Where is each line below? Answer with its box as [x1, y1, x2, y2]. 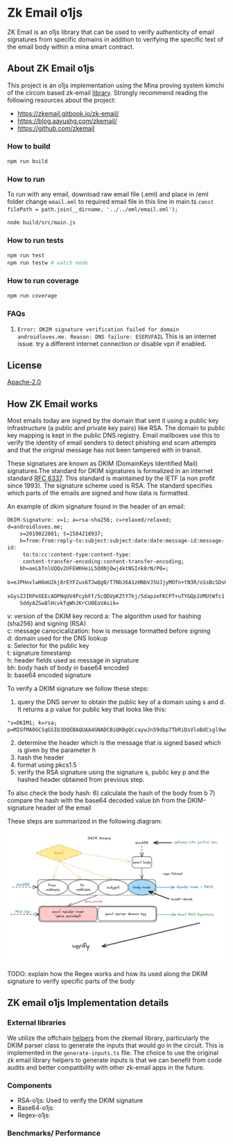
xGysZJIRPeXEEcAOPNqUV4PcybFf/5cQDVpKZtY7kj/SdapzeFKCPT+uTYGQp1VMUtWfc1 [7, 593, 225, 600]
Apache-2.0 [7, 378, 42, 386]
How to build [7, 141, 51, 151]
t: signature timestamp [7, 649, 71, 657]
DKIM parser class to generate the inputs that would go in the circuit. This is [7, 1041, 224, 1049]
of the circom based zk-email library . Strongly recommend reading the [7, 88, 208, 96]
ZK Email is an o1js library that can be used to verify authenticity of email [7, 28, 215, 36]
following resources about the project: [7, 96, 116, 104]
